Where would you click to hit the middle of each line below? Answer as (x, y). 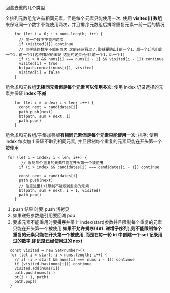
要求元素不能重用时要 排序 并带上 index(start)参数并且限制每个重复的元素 (87, 222)
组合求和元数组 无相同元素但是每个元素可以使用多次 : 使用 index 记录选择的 (82, 87)
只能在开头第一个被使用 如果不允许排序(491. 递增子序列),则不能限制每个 (87, 228)
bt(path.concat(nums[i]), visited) (56, 68)
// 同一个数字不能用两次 (41, 40)
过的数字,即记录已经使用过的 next (48, 241)
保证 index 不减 (30, 93)
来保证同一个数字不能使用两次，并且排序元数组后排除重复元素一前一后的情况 (85, 25)
